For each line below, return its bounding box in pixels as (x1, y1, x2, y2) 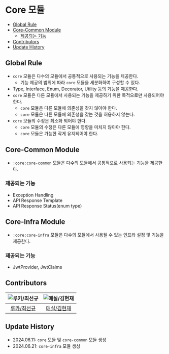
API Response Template (12, 197, 62, 204)
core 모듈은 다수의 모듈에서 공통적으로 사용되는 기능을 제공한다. (12, 73, 139, 79)
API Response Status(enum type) (12, 203, 82, 209)
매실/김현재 (46, 305, 72, 312)
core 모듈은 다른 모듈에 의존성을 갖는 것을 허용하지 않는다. (20, 111, 136, 117)
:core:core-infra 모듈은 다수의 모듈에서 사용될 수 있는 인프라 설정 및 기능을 (12, 232, 164, 238)
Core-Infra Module (5, 217, 65, 226)
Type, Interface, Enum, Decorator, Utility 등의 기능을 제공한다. (12, 86, 139, 92)
